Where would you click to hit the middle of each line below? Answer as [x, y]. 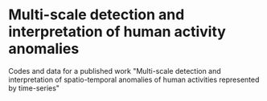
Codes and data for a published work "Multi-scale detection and [115, 71]
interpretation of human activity [117, 32]
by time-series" [34, 88]
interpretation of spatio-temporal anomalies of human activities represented [134, 79]
